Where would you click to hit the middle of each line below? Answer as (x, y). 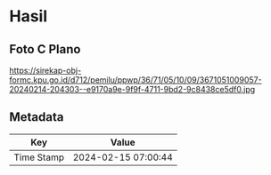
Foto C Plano (45, 49)
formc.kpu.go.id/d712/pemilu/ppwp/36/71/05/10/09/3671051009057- (135, 80)
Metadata (37, 117)
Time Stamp (39, 157)
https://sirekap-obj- (45, 70)
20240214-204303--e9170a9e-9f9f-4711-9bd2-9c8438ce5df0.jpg (132, 89)
